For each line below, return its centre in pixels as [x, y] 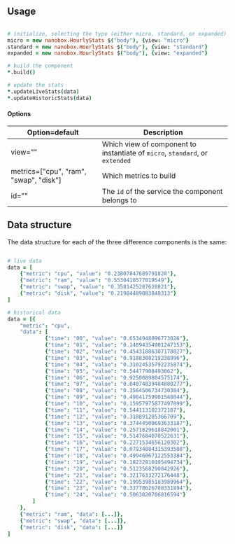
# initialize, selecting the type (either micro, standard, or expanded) [117, 34]
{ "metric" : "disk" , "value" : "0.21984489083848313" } [98, 293]
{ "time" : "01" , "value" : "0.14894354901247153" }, [118, 345]
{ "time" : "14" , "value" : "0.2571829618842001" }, [117, 430]
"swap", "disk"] [36, 180]
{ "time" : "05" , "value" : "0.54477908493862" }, [114, 371]
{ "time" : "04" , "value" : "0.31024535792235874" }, [118, 364]
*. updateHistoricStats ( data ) [50, 98]
